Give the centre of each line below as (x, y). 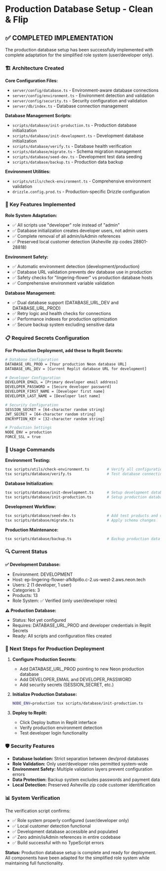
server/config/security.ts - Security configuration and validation (80, 101)
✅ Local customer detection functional (51, 826)
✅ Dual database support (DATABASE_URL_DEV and (65, 302)
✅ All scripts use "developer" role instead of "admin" (66, 225)
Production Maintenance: (32, 530)
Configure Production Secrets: (44, 659)
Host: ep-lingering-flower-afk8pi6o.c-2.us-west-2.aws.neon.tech (79, 579)
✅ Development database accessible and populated (65, 831)
